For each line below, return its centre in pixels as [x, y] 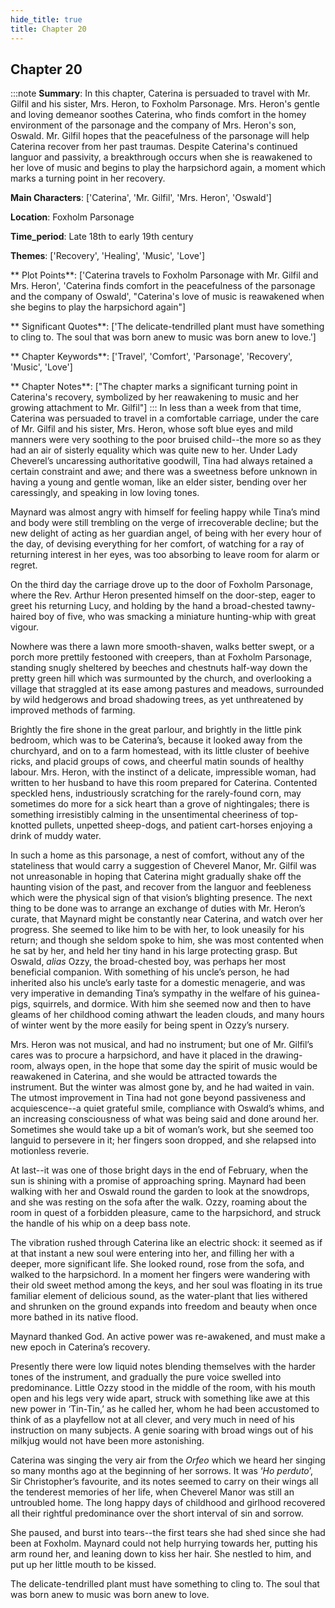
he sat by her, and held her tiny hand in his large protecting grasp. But [154, 951]
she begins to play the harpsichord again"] [98, 307]
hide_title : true [46, 19]
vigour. [24, 627]
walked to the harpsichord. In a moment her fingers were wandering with [160, 1275]
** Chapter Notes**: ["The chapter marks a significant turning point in [154, 387]
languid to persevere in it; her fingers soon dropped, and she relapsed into [163, 1140]
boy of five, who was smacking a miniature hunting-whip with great [177, 617]
